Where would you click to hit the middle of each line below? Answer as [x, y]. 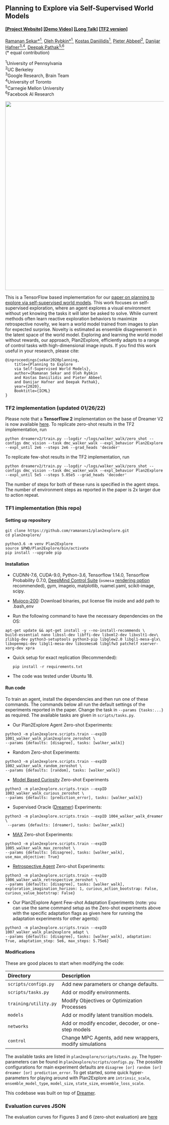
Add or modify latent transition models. [107, 1015]
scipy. [19, 591]
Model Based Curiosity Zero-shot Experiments [61, 779]
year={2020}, [28, 386]
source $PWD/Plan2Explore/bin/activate [47, 549]
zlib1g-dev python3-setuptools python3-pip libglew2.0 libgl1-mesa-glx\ [83, 639]
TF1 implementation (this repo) [44, 508]
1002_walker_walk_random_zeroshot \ [44, 766]
